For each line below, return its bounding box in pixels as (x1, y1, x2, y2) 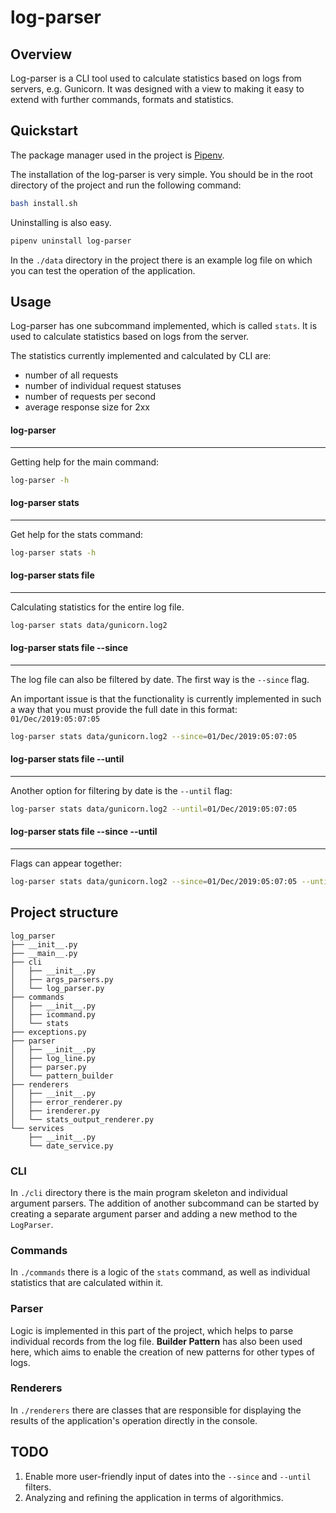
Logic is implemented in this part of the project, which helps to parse (10, 1324, 294, 1336)
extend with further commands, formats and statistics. (10, 94, 234, 105)
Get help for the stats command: (10, 528, 144, 540)
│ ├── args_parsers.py (10, 974, 114, 985)
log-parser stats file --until (10, 753, 125, 765)
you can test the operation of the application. (10, 264, 196, 276)
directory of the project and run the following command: (10, 179, 242, 191)
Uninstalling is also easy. (10, 216, 112, 228)
